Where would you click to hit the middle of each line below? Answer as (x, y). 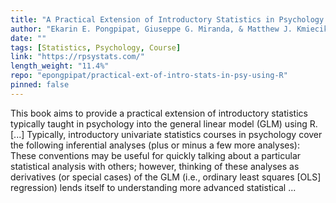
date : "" (28, 38)
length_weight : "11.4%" (60, 66)
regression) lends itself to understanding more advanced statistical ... (153, 187)
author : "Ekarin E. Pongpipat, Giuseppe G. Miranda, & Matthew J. (151, 29)
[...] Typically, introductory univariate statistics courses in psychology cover (166, 134)
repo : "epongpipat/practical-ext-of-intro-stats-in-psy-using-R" (149, 76)
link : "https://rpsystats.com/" (77, 57)
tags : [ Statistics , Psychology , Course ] (96, 47)
